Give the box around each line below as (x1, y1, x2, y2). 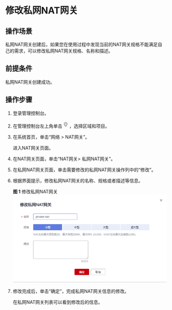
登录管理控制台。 (12, 110, 49, 116)
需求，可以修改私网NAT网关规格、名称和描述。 (14, 48, 114, 54)
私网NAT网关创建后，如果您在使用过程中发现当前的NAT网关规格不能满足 (5, 42, 158, 47)
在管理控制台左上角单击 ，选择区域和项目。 (12, 123, 110, 129)
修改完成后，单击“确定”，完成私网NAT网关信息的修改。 (12, 288, 130, 295)
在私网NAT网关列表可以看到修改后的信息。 (12, 299, 103, 305)
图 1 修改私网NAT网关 (12, 188, 58, 194)
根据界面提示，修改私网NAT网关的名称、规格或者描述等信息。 (12, 177, 143, 184)
